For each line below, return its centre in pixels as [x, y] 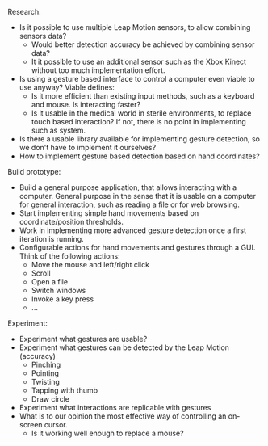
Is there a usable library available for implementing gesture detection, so [139, 139]
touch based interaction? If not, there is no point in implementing [139, 122]
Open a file [50, 282]
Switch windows [59, 290]
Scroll [41, 273]
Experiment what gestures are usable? [83, 339]
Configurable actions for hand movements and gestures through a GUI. [137, 247]
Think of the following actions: [69, 256]
